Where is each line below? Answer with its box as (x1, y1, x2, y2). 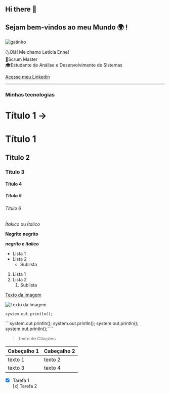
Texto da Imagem (5, 292, 41, 298)
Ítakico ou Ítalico (5, 221, 40, 227)
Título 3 (5, 168, 25, 175)
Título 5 (5, 193, 22, 198)
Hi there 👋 (5, 5, 37, 14)
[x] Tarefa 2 (12, 383, 37, 389)
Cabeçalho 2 (44, 347, 75, 354)
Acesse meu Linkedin (5, 74, 50, 80)
